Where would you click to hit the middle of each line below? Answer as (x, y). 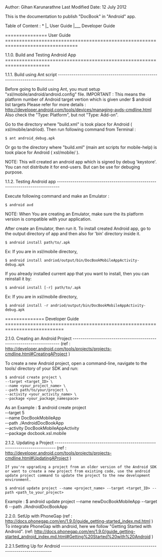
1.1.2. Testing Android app (30, 182)
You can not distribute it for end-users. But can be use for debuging (73, 167)
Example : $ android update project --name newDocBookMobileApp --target (81, 501)
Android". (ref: (19, 531)
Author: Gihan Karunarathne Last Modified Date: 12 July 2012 (66, 7)
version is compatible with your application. (48, 219)
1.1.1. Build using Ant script (31, 74)
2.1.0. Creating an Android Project (38, 338)
